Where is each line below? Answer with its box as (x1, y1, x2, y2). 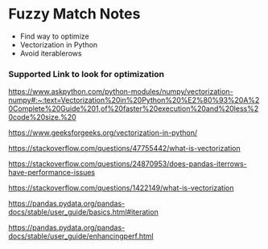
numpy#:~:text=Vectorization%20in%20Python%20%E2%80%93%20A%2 (8, 96, 260, 105)
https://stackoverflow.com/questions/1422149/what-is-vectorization (8, 183, 234, 193)
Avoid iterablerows (19, 48, 82, 58)
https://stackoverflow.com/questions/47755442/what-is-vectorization (8, 144, 241, 153)
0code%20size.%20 (8, 112, 76, 122)
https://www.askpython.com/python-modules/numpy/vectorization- (8, 87, 233, 96)
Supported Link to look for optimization (8, 68, 165, 80)
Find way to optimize (19, 31, 90, 41)
